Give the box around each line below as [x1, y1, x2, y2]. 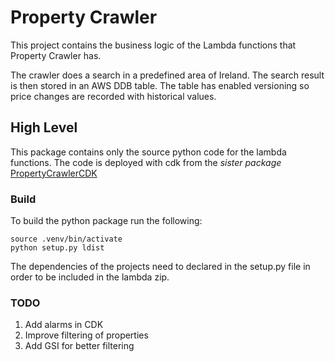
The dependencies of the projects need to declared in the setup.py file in [10, 261, 311, 273]
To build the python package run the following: [10, 215, 203, 227]
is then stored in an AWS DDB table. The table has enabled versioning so [10, 79, 310, 91]
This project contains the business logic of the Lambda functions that [10, 39, 297, 51]
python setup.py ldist [10, 243, 105, 253]
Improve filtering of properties [24, 329, 149, 341]
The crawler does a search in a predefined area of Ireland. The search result [10, 69, 325, 81]
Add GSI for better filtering [24, 340, 135, 352]
